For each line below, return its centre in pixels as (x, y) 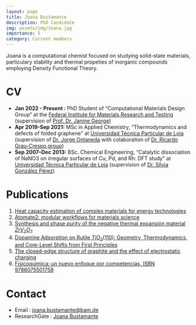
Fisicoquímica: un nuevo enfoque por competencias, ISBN (85, 264)
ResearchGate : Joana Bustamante (56, 316)
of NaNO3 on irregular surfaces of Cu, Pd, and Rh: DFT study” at (93, 158)
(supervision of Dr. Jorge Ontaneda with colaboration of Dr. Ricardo (96, 140)
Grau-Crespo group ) (39, 145)
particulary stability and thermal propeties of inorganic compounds (87, 62)
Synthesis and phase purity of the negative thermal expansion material (100, 223)
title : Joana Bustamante (36, 17)
